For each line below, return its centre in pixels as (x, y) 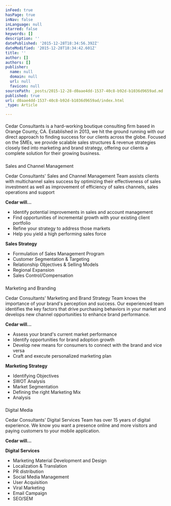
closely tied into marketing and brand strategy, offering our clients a (77, 148)
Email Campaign (30, 493)
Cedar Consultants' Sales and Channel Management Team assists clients (82, 176)
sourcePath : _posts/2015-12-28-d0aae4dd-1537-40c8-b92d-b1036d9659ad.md (84, 91)
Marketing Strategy (26, 366)
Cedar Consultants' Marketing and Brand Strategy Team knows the (76, 298)
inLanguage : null (24, 24)
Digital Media (19, 410)
